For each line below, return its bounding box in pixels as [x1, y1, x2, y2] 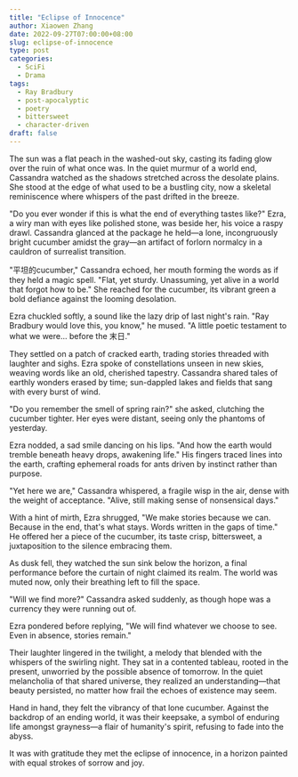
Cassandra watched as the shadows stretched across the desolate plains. [9, 172, 280, 182]
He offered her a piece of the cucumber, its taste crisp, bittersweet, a [9, 530, 262, 541]
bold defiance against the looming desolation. [9, 293, 177, 304]
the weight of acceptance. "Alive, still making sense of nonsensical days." [9, 495, 279, 506]
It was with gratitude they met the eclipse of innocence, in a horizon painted [9, 748, 288, 758]
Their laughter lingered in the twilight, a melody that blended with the [9, 647, 262, 658]
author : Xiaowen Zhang [9, 21, 93, 30]
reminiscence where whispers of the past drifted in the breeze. [9, 190, 240, 201]
